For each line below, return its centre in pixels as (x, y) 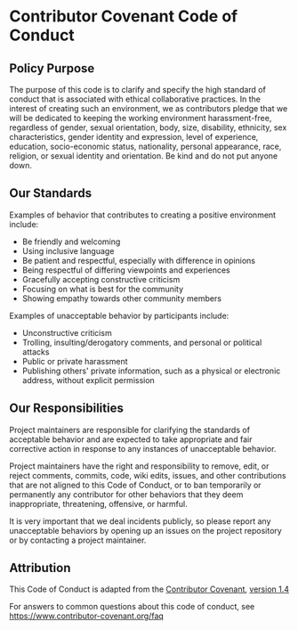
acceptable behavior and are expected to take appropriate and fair (131, 439)
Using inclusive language (68, 250)
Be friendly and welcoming (71, 241)
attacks (36, 352)
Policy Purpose (52, 68)
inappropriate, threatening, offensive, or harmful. (99, 503)
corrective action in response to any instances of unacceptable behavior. (143, 448)
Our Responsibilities (67, 409)
